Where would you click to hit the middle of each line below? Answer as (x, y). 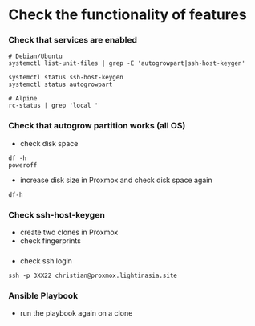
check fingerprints (51, 241)
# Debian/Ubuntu (35, 57)
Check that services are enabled (73, 40)
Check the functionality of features (127, 15)
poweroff (23, 165)
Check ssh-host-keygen (57, 214)
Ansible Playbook (43, 295)
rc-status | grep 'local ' (53, 106)
